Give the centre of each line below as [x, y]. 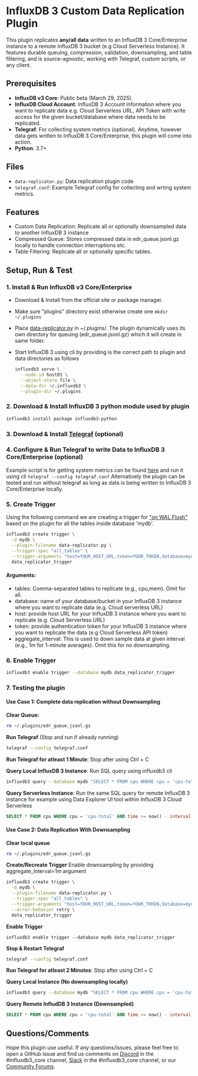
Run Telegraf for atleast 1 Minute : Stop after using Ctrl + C [77, 759]
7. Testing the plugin [36, 688]
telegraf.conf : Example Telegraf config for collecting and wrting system [103, 187]
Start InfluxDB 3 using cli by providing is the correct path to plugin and [100, 352]
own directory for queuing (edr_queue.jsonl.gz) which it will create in [98, 334]
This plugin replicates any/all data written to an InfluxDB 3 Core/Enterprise [97, 40]
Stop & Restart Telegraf [35, 948]
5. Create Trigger [31, 504]
